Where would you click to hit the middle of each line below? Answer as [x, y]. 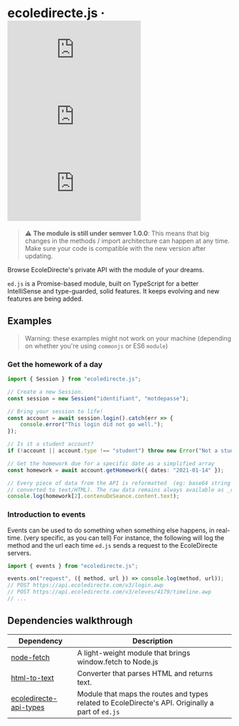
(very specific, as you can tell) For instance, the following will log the [124, 538]
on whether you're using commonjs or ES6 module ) [96, 346]
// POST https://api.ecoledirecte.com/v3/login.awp [85, 586]
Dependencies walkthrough [70, 621]
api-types [28, 707]
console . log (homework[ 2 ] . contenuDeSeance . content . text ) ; [94, 497]
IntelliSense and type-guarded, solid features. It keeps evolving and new [113, 291]
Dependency [40, 641]
